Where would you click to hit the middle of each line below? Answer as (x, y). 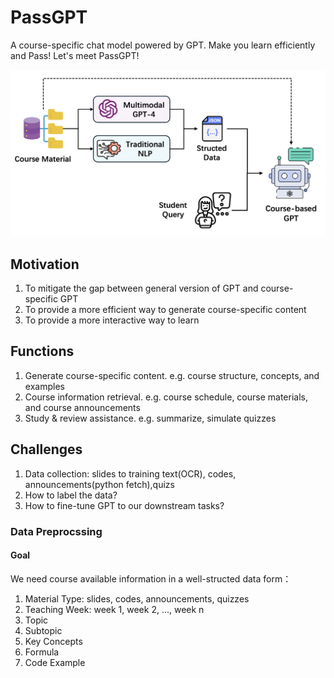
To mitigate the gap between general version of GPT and (141, 288)
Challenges (46, 449)
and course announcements (82, 407)
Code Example (55, 662)
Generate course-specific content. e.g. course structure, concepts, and (172, 375)
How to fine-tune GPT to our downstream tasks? (124, 505)
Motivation (45, 264)
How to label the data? (71, 495)
